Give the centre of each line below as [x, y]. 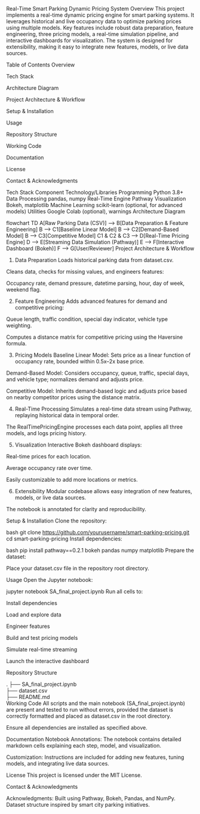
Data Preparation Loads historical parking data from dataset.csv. [94, 260]
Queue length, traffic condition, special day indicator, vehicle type [87, 319]
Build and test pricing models [42, 638]
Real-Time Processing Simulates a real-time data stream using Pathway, [103, 409]
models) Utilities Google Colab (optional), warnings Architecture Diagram [96, 211]
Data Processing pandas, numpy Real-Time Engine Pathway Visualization [96, 199]
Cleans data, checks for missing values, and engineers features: [85, 271]
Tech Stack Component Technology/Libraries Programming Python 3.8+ [95, 192]
